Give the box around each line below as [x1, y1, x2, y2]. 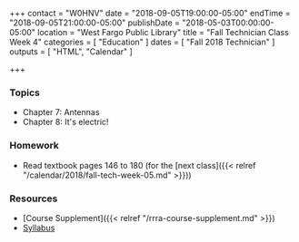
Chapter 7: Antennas [22, 107, 100, 118]
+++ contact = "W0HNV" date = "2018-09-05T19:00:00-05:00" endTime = [9, 8, 291, 18]
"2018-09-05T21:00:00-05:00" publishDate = [9, 17, 180, 28]
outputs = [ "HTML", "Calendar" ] [9, 46, 134, 57]
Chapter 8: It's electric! [22, 117, 109, 128]
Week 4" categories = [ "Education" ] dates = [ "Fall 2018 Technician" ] [9, 36, 275, 47]
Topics [9, 86, 41, 99]
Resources [9, 192, 58, 205]
